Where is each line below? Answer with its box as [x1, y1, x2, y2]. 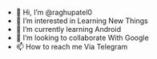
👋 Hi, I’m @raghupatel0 [15, 8, 93, 17]
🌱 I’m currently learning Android [15, 25, 122, 33]
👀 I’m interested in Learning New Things [15, 16, 148, 26]
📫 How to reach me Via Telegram [15, 42, 128, 51]
